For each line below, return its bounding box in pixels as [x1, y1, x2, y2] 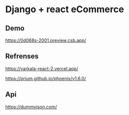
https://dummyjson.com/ [5, 103, 57, 110]
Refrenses [5, 52, 39, 61]
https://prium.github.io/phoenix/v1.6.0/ [5, 75, 86, 81]
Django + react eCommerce [5, 4, 124, 15]
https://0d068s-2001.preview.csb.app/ [5, 37, 87, 43]
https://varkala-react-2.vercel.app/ [5, 65, 79, 72]
